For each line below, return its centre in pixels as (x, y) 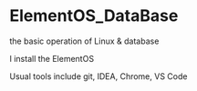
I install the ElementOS (52, 58)
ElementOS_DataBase (94, 16)
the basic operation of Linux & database (84, 41)
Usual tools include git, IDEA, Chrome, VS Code (98, 76)
